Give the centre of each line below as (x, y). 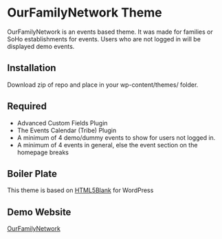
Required (27, 106)
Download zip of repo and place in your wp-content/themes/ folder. (103, 85)
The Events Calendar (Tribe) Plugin (67, 130)
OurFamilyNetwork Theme (85, 13)
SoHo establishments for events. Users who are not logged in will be (104, 39)
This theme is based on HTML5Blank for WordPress (80, 190)
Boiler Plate (32, 174)
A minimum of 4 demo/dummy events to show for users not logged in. (116, 137)
